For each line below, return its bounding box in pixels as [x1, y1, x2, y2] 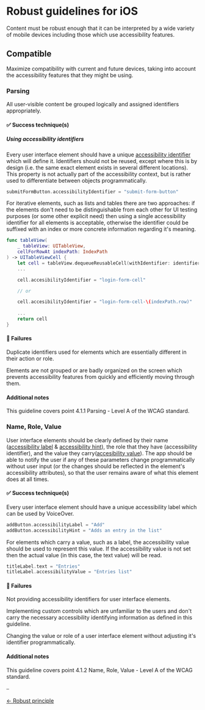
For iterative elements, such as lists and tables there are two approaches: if [6, 200, 195, 207]
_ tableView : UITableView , [17, 243, 86, 249]
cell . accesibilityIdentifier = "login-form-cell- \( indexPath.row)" [17, 299, 192, 305]
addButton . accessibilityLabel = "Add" [6, 521, 105, 528]
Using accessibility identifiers [6, 136, 84, 143]
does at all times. [6, 475, 49, 483]
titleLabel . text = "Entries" [6, 563, 81, 569]
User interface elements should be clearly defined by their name [6, 436, 168, 444]
